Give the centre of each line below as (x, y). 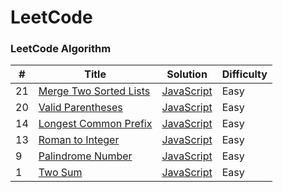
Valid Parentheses (80, 108)
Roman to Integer (79, 140)
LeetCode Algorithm (61, 49)
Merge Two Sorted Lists (94, 91)
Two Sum (60, 173)
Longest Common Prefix (95, 124)
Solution (187, 74)
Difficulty (244, 74)
